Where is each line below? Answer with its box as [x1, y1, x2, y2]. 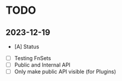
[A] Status [14, 43, 39, 50]
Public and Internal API [14, 61, 71, 68]
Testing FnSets [14, 55, 51, 61]
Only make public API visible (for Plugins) [14, 68, 116, 75]
